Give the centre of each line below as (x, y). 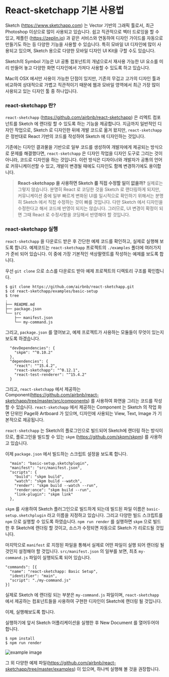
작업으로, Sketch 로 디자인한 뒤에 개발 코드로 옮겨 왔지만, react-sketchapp (88, 130)
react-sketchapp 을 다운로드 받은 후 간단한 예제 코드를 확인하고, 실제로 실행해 (82, 241)
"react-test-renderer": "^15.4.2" (50, 375)
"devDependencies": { (33, 348)
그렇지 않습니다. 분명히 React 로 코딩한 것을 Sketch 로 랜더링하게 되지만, (89, 190)
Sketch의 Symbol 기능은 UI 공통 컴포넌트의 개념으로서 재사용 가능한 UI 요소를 (82, 61)
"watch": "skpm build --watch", (48, 481)
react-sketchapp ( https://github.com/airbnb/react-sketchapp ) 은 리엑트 (78, 117)
